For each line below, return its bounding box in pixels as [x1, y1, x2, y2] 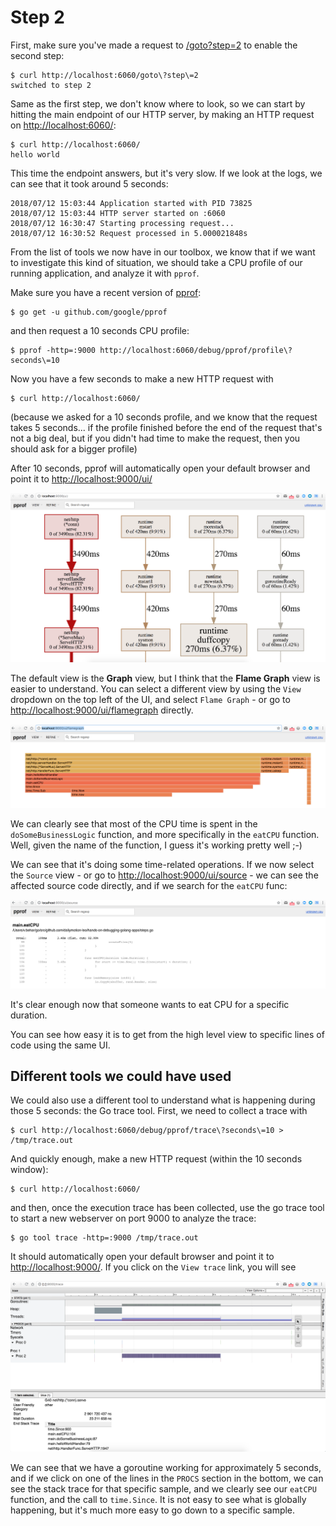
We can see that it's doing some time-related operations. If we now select [10, 859, 315, 871]
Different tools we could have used [10, 1067, 232, 1085]
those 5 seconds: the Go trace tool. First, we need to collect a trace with [10, 1105, 308, 1117]
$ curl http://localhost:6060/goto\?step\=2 [10, 70, 199, 80]
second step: [10, 49, 65, 61]
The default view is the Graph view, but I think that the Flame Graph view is [10, 672, 321, 685]
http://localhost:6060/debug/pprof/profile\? [99, 345, 293, 355]
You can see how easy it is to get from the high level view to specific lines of [10, 1028, 325, 1040]
